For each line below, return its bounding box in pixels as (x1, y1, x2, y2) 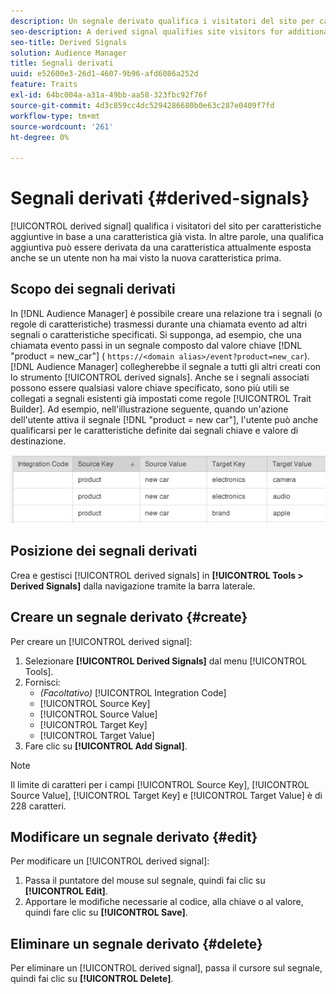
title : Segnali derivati (10, 58, 114, 69)
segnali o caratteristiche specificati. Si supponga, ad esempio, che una (10, 328, 302, 340)
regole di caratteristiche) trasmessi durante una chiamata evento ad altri (10, 318, 308, 330)
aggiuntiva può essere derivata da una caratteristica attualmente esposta (10, 241, 312, 254)
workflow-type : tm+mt (10, 111, 101, 121)
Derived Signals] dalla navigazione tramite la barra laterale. (10, 580, 256, 592)
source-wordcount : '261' (10, 121, 114, 132)
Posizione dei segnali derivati (10, 543, 198, 560)
